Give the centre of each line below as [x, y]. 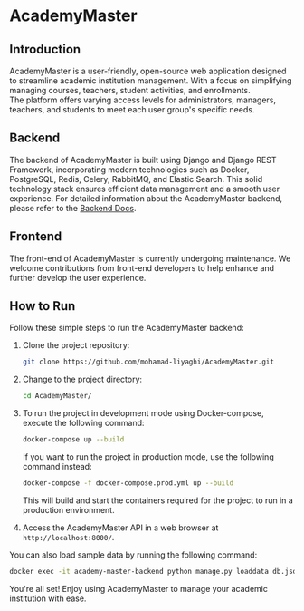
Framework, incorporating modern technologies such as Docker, [129, 170]
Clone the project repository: [76, 345]
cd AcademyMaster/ [57, 396]
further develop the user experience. [78, 277]
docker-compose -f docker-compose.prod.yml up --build [128, 483]
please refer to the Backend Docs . [73, 208]
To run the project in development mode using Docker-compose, [143, 413]
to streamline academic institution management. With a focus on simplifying [151, 81]
